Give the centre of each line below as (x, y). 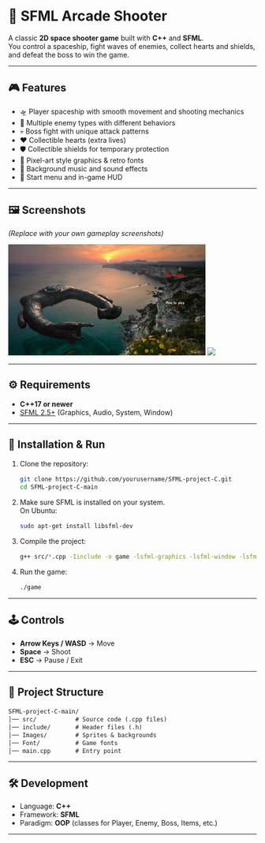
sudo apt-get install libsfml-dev (76, 526)
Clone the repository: (54, 463)
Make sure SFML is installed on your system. (92, 502)
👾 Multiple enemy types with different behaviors (97, 122)
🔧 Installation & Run (57, 445)
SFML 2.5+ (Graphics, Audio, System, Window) (96, 412)
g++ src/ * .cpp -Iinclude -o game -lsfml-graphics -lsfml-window (127, 557)
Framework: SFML (50, 815)
